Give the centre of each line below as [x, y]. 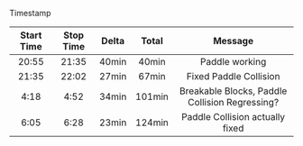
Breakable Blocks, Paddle [233, 91]
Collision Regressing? [234, 102]
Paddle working [233, 62]
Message [234, 41]
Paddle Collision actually [234, 117]
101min [152, 96]
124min [152, 123]
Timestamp [30, 13]
